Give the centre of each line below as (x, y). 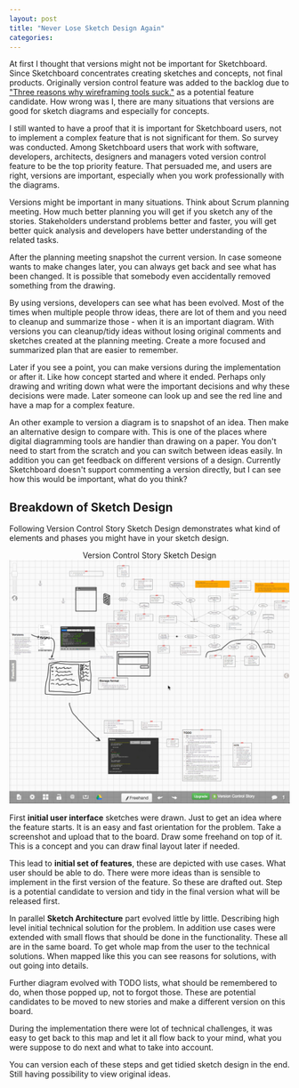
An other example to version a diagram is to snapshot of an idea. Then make (149, 423)
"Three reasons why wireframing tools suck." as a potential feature (132, 93)
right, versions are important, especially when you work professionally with (147, 176)
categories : (31, 37)
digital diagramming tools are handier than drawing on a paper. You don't (143, 441)
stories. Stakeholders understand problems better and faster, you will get (143, 222)
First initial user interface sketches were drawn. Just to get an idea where (145, 818)
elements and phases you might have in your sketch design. (119, 538)
